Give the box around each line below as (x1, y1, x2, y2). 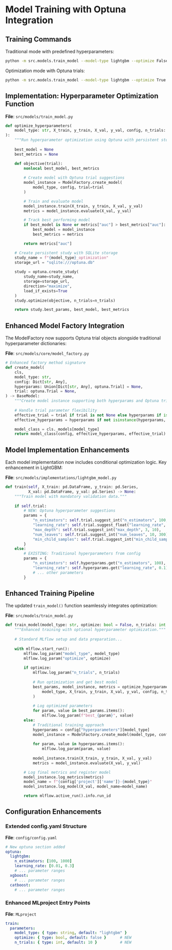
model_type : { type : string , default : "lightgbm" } (14, 931, 127, 936)
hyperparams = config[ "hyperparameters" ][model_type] (32, 727, 150, 732)
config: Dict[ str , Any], (14, 379, 68, 385)
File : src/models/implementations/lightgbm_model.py (5, 475, 117, 481)
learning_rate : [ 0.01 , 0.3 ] (14, 863, 74, 869)
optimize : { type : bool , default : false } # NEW (14, 935, 132, 940)
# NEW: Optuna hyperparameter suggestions (24, 508, 116, 513)
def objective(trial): (14, 161, 63, 166)
